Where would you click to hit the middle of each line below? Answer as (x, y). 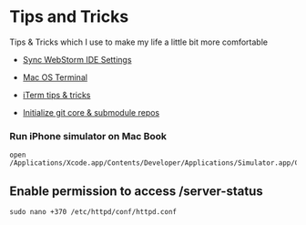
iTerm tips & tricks (56, 95)
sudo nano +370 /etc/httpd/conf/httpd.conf (93, 212)
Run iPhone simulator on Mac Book (88, 136)
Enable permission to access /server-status (137, 191)
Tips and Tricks (69, 17)
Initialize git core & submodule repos (91, 112)
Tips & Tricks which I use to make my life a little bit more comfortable (139, 42)
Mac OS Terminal (55, 77)
